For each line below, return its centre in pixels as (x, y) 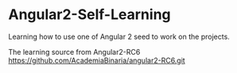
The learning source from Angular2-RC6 (74, 52)
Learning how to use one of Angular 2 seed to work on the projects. (119, 36)
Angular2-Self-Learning (89, 15)
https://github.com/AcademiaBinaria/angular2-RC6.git (97, 60)
